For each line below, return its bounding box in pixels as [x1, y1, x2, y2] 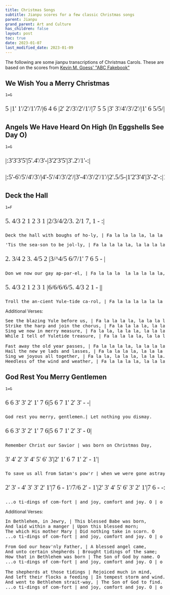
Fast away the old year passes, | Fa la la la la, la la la [5, 343, 158, 349]
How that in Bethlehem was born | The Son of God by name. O [5, 553, 160, 560]
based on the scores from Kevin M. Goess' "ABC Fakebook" [5, 64, 130, 70]
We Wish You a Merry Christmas [5, 79, 110, 88]
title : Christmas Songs [5, 7, 56, 13]
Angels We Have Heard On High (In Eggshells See [5, 123, 164, 132]
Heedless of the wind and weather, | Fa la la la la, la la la [5, 358, 165, 364]
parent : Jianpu [5, 17, 37, 22]
